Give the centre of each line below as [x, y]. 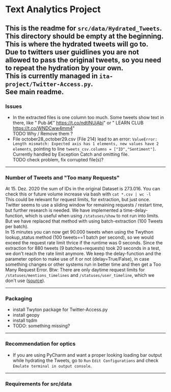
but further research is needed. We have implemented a [64, 210]
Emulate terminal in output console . [52, 366]
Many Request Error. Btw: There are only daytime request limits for [75, 270]
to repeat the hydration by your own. [64, 68]
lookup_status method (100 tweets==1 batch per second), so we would [79, 237]
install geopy [26, 315]
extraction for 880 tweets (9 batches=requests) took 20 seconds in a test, [83, 248]
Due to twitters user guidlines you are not [72, 52]
